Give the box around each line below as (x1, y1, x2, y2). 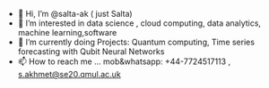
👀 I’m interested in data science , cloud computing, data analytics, (17, 18, 262, 28)
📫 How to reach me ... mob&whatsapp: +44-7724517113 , (17, 56, 231, 67)
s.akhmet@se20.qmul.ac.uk (17, 69, 121, 79)
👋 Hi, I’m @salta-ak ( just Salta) (17, 9, 133, 19)
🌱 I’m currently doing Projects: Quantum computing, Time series (17, 36, 256, 47)
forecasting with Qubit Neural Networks (17, 46, 165, 57)
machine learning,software (17, 28, 117, 37)
